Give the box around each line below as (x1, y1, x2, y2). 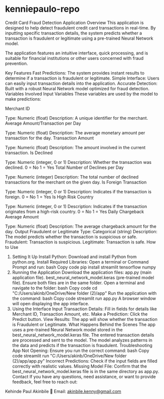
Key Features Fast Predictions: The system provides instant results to (5, 70, 144, 76)
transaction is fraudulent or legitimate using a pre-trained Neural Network (5, 35, 153, 41)
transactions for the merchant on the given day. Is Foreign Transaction (5, 179, 147, 185)
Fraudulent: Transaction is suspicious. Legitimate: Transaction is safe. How (5, 239, 156, 245)
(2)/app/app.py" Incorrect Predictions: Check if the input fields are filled (12, 358, 158, 364)
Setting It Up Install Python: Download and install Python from (12, 254, 137, 260)
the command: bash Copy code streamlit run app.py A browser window (12, 295, 156, 301)
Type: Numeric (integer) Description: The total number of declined (5, 174, 139, 180)
